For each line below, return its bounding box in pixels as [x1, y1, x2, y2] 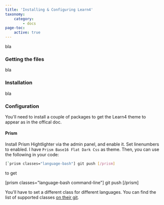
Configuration [5, 103, 39, 110]
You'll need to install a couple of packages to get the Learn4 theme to [5, 114, 146, 119]
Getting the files [5, 56, 44, 62]
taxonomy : [5, 12, 26, 17]
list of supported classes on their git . [5, 194, 80, 200]
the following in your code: [5, 152, 59, 158]
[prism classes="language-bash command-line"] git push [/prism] [5, 179, 139, 185]
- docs [23, 21, 36, 26]
